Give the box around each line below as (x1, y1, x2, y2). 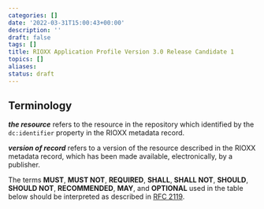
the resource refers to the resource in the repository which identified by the (8, 119, 255, 130)
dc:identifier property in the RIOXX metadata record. (8, 128, 185, 137)
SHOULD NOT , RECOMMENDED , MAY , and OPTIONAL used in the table (8, 184, 244, 193)
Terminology (8, 99, 73, 112)
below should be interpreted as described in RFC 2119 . (8, 192, 185, 201)
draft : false (8, 33, 51, 42)
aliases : (8, 63, 37, 71)
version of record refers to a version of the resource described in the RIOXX (8, 143, 256, 153)
